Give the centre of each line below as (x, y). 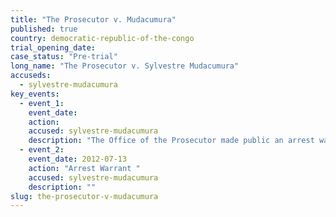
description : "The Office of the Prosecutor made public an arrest (171, 141)
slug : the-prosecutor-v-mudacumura (84, 196)
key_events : (35, 94)
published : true (44, 29)
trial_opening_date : (53, 47)
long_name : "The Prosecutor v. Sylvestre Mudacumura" (125, 66)
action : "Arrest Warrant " (84, 168)
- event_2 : (42, 150)
